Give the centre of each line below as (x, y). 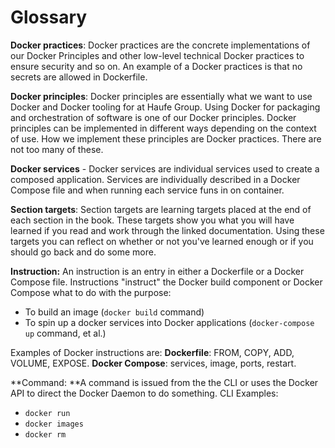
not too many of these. (57, 149)
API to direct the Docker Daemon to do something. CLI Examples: (144, 393)
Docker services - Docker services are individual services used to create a (165, 168)
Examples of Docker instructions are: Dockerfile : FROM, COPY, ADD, (152, 352)
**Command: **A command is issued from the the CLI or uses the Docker (164, 382)
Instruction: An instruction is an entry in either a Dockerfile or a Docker (157, 271)
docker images (54, 424)
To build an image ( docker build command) (114, 312)
